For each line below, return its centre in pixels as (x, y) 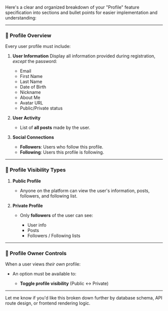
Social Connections (33, 137)
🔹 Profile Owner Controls (36, 253)
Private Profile (28, 205)
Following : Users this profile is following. (62, 152)
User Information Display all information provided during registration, (84, 56)
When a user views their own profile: (43, 264)
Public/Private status (41, 108)
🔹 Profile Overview (28, 35)
